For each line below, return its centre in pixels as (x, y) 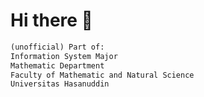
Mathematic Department (57, 65)
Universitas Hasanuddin (60, 84)
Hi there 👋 (51, 20)
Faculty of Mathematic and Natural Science (102, 75)
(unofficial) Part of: (57, 47)
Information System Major (64, 56)
